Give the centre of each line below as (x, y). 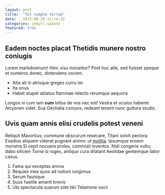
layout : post (18, 10)
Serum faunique (29, 177)
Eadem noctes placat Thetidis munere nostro (76, 48)
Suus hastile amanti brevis (39, 182)
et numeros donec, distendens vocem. (44, 73)
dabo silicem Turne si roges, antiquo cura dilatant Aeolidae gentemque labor (82, 151)
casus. (12, 156)
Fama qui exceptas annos (38, 166)
